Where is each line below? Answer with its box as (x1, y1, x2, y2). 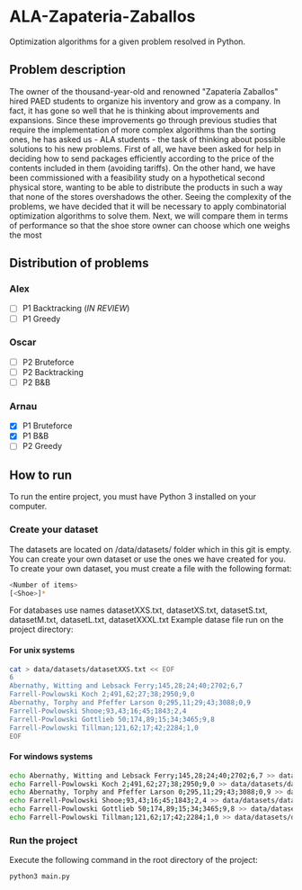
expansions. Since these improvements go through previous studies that (9, 114, 278, 125)
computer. (9, 501, 48, 512)
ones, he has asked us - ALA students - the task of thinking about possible (9, 133, 286, 145)
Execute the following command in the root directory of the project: (9, 855, 258, 866)
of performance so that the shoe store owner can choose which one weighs (9, 220, 290, 230)
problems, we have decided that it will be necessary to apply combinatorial (9, 201, 287, 211)
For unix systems (9, 644, 75, 655)
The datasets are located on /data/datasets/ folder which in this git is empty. (9, 544, 292, 554)
